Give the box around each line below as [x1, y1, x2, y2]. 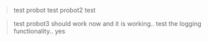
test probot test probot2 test [13, 6, 96, 14]
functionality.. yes [13, 27, 66, 35]
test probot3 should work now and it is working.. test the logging [13, 20, 202, 27]
